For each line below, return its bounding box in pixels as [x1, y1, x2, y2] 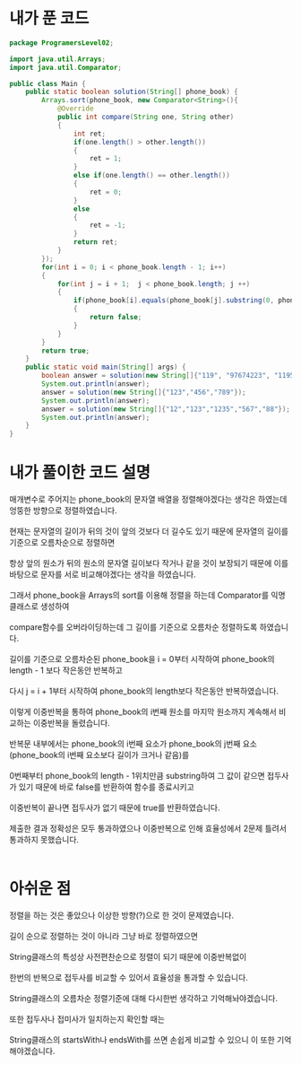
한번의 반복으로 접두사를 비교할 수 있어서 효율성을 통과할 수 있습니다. [9, 973, 248, 983]
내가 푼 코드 [9, 8, 90, 29]
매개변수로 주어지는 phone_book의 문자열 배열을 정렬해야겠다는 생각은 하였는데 [9, 494, 288, 505]
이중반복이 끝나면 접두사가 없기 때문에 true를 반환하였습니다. [9, 802, 220, 813]
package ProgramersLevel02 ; [9, 38, 115, 48]
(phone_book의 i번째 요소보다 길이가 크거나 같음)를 [9, 750, 190, 761]
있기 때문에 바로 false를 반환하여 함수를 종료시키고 [18, 781, 194, 792]
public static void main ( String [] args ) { [25, 362, 186, 372]
